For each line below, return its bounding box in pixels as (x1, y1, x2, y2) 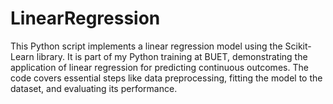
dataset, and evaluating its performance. (10, 82, 178, 94)
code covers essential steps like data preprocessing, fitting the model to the (10, 72, 323, 84)
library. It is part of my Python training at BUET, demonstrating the (36, 50, 308, 62)
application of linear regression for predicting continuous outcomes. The (10, 61, 309, 73)
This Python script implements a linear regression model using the (10, 40, 283, 52)
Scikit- (284, 40, 312, 52)
